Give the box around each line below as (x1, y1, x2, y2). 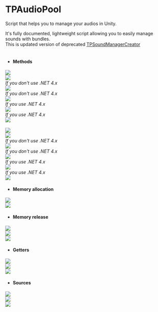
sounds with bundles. (5, 36, 50, 42)
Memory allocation (12, 186, 54, 192)
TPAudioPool (5, 4, 62, 15)
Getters (12, 247, 30, 253)
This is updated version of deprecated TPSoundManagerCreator (5, 41, 141, 47)
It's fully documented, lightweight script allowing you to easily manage (5, 30, 153, 36)
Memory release (12, 213, 48, 220)
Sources (12, 280, 32, 286)
